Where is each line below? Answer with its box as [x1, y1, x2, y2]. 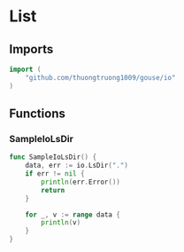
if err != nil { [25, 169, 86, 178]
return [41, 185, 65, 194]
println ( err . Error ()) [41, 177, 121, 186]
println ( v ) [41, 218, 81, 227]
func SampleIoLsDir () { [9, 153, 97, 161]
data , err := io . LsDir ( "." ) [25, 161, 128, 170]
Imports [9, 42, 54, 57]
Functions [9, 106, 66, 122]
